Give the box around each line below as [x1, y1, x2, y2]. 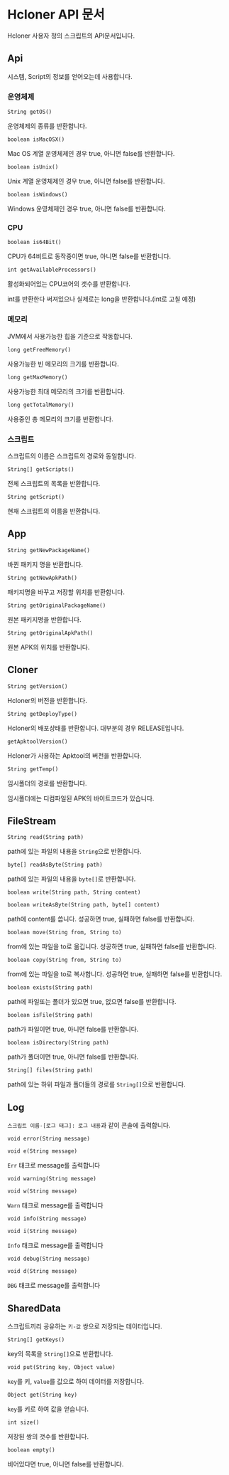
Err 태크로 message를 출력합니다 [7, 1161, 101, 1170]
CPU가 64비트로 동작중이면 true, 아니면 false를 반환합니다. [7, 252, 172, 260]
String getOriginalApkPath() [7, 629, 94, 637]
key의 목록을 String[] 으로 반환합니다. [7, 1350, 113, 1358]
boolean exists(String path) [7, 984, 94, 991]
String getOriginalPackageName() [7, 602, 106, 609]
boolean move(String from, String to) [7, 929, 122, 936]
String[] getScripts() [7, 465, 74, 473]
